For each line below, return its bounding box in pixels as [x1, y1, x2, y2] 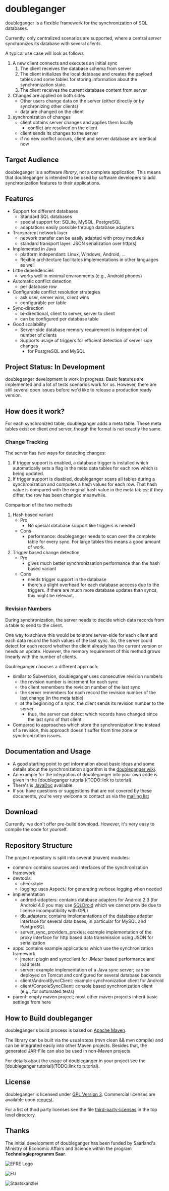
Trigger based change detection [12, 550, 80, 556]
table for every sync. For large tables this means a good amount [27, 538, 160, 545]
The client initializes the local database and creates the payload [20, 70, 152, 77]
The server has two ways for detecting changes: [5, 450, 106, 456]
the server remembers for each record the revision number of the [20, 689, 156, 695]
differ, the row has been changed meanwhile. [12, 492, 107, 498]
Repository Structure [5, 841, 73, 850]
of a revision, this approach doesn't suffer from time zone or [12, 727, 138, 733]
